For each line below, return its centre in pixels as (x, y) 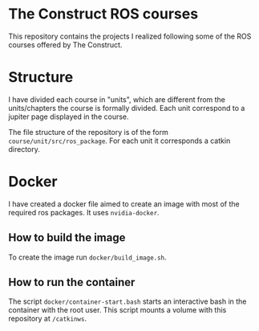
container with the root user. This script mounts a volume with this (117, 310)
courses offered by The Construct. (65, 44)
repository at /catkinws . (47, 319)
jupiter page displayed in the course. (69, 116)
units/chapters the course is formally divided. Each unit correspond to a (127, 108)
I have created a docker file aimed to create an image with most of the (124, 204)
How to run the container (72, 282)
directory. (24, 149)
